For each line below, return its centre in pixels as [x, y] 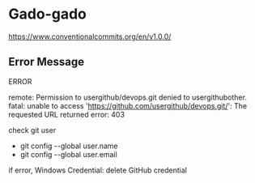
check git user [32, 130]
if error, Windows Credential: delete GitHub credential [98, 170]
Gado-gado [47, 14]
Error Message [47, 62]
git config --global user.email [68, 154]
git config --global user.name [69, 146]
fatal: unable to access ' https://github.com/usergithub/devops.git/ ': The [128, 105]
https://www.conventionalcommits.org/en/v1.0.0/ [90, 36]
